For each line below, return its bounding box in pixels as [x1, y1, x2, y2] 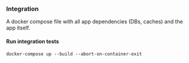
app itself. [6, 24, 31, 31]
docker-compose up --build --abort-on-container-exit [6, 51, 143, 57]
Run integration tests [6, 38, 59, 45]
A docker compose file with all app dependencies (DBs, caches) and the [6, 18, 183, 25]
